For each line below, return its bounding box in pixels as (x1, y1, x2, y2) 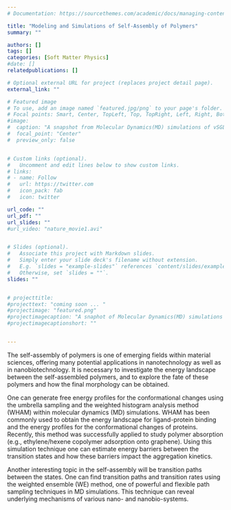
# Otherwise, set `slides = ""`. (7, 269, 109, 276)
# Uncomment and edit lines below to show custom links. (7, 161, 180, 169)
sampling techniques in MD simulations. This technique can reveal (7, 487, 195, 496)
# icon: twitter (7, 194, 60, 201)
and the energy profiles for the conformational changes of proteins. (7, 422, 198, 431)
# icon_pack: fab (7, 187, 63, 194)
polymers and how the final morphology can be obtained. (7, 380, 170, 388)
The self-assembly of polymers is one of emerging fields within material (7, 351, 211, 359)
